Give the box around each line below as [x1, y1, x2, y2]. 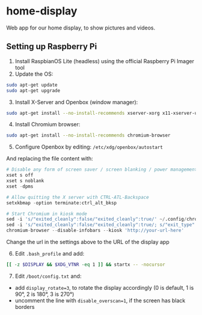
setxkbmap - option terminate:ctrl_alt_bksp [6, 200, 117, 206]
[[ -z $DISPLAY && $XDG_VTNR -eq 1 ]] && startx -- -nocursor [6, 261, 165, 268]
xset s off [6, 173, 34, 179]
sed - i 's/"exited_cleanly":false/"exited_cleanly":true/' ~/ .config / [6, 216, 187, 222]
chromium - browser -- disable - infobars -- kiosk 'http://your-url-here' [6, 227, 185, 234]
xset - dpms [6, 183, 34, 189]
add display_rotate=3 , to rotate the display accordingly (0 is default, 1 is [14, 284, 194, 291]
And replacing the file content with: [6, 155, 93, 162]
